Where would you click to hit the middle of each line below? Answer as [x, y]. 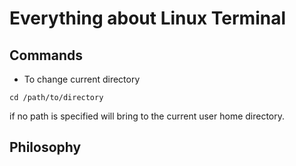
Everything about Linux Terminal [147, 18]
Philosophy [45, 147]
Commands [46, 55]
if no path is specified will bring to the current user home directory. [147, 116]
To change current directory [82, 79]
